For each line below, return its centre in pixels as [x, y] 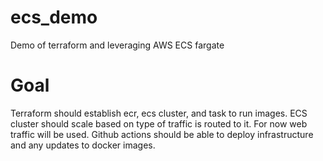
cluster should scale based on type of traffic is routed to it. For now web [159, 123]
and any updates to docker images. [83, 145]
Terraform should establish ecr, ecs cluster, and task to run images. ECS [159, 113]
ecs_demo [54, 17]
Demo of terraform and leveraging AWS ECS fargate [117, 45]
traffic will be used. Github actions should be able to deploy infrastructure [162, 134]
